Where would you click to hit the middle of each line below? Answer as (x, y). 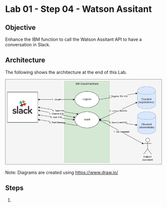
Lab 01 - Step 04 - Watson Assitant (79, 9)
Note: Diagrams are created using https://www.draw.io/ (62, 173)
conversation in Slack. (28, 45)
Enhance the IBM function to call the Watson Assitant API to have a (74, 39)
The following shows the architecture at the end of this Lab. (66, 72)
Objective (21, 28)
